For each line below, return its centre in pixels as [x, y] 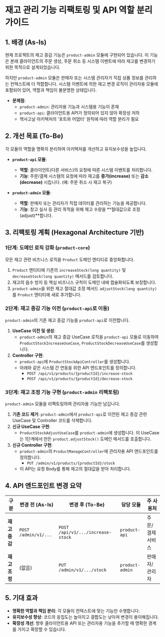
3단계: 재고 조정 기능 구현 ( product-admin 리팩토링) [62, 392]
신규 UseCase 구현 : [31, 426]
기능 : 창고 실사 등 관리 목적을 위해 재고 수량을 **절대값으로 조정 [80, 209]
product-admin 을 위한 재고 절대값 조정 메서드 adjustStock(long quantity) [84, 288]
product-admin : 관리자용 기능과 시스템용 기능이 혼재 [69, 107]
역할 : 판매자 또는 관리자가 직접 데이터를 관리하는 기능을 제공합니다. [83, 203]
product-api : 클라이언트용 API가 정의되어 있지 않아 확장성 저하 [80, 113]
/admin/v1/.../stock [82, 570]
